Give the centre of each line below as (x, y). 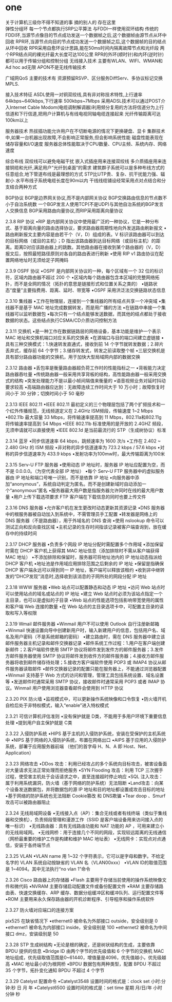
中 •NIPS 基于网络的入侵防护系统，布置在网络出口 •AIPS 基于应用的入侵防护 (86, 740)
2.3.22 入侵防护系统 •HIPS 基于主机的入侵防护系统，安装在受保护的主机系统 (85, 734)
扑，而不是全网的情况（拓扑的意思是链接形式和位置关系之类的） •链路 (79, 283)
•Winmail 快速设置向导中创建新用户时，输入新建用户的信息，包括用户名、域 (85, 630)
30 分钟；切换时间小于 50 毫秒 (52, 393)
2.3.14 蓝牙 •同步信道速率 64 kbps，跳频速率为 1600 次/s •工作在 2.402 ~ (83, 441)
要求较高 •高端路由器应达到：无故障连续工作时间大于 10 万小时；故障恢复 (83, 387)
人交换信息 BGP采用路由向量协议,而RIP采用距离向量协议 (64, 210)
